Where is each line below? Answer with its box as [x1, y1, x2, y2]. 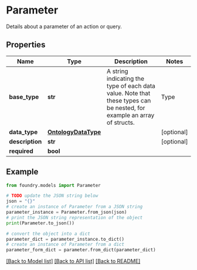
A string [106, 67, 128, 75]
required [9, 147, 33, 155]
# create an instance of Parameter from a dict [6, 241, 125, 248]
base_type [9, 93, 39, 101]
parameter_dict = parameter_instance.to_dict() [6, 236, 125, 242]
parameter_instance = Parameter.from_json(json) [6, 209, 127, 216]
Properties [6, 40, 46, 50]
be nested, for [106, 104, 145, 112]
